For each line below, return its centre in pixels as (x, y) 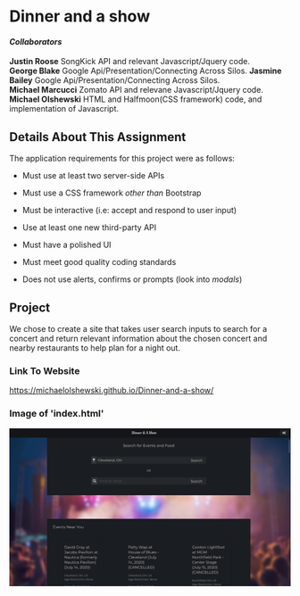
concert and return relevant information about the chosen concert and (138, 339)
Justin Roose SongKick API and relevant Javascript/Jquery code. (130, 62)
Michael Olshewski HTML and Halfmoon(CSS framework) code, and (136, 99)
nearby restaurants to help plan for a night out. (95, 348)
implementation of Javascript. (64, 109)
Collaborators (36, 41)
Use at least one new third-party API (89, 228)
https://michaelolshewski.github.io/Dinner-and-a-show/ (112, 391)
